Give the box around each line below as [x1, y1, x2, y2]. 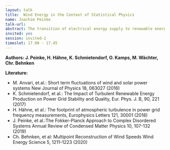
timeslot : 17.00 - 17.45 [5, 41, 58, 46]
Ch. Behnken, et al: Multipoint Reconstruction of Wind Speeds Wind [12, 133, 154, 140]
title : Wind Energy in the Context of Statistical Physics [5, 12, 135, 17]
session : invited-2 [5, 36, 47, 41]
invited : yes [5, 31, 33, 36]
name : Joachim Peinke [5, 17, 51, 22]
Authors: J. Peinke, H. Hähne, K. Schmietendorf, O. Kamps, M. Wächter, [5, 54, 158, 61]
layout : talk [5, 7, 33, 13]
